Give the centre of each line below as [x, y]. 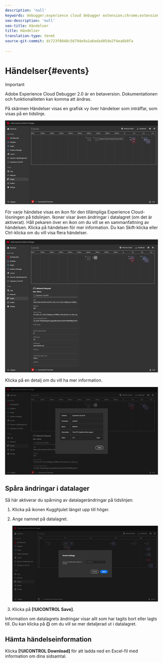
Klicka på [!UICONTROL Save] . [43, 609]
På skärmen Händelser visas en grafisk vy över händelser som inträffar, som [81, 108]
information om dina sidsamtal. [36, 656]
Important [15, 84]
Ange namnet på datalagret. [40, 519]
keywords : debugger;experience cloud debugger [53, 15]
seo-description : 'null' [30, 20]
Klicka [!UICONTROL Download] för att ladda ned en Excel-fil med [72, 651]
